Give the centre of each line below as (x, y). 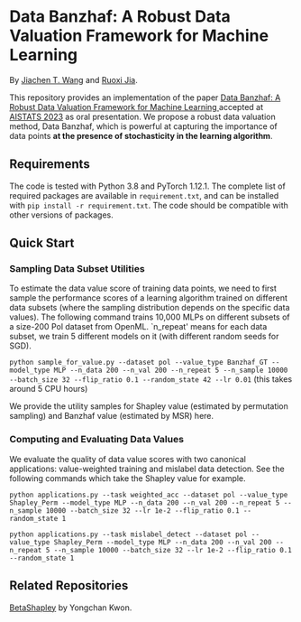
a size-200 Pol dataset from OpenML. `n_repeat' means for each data (138, 327)
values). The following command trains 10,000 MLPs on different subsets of (150, 317)
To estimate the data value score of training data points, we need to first (143, 288)
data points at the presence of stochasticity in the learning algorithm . (141, 135)
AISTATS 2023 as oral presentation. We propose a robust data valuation (143, 116)
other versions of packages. (62, 215)
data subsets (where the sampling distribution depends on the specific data (150, 308)
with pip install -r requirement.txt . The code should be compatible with (149, 205)
